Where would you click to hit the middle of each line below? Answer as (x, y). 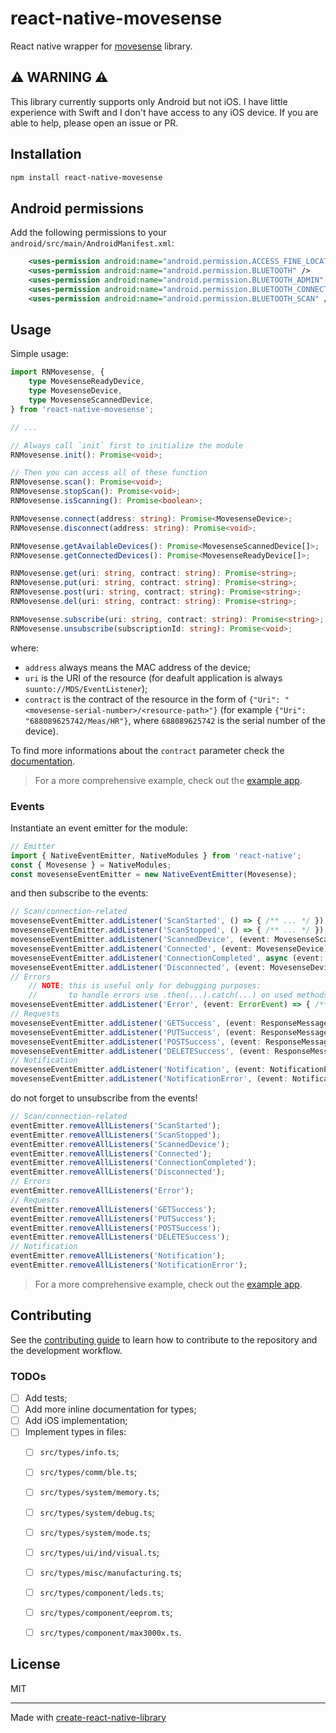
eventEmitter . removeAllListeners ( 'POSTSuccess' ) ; (116, 1228)
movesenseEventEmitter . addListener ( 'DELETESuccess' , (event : (140, 1051)
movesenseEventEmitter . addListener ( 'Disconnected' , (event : (138, 967)
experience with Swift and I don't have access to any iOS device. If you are (164, 112)
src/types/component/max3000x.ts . (110, 1632)
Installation (46, 154)
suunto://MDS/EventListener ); (86, 688)
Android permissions (77, 208)
